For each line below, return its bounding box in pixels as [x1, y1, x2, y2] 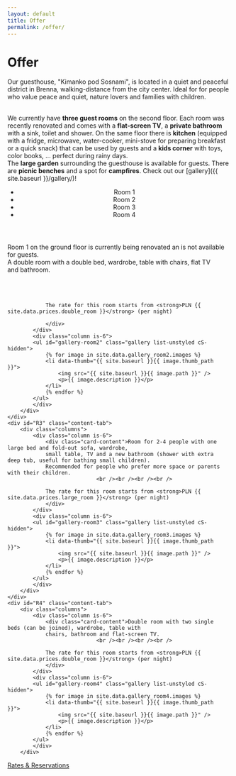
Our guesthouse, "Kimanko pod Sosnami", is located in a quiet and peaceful [7, 77, 229, 86]
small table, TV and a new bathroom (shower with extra [45, 451, 214, 458]
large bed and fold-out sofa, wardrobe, [7, 445, 129, 452]
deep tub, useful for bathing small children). [7, 457, 151, 465]
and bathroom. [7, 265, 51, 274]
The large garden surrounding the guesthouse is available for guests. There [7, 159, 229, 167]
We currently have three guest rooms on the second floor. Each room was [7, 114, 225, 123]
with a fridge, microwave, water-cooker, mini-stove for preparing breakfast [7, 136, 226, 145]
